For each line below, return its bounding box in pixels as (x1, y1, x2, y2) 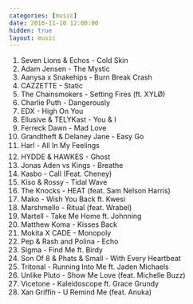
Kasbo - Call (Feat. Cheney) (20, 169, 112, 179)
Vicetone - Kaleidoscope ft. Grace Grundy (20, 279, 159, 289)
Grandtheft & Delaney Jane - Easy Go (20, 132, 144, 142)
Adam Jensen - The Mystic (20, 64, 111, 74)
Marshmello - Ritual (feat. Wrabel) (20, 203, 132, 212)
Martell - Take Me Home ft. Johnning (20, 212, 142, 221)
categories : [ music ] (9, 11, 78, 20)
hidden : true (9, 26, 53, 34)
